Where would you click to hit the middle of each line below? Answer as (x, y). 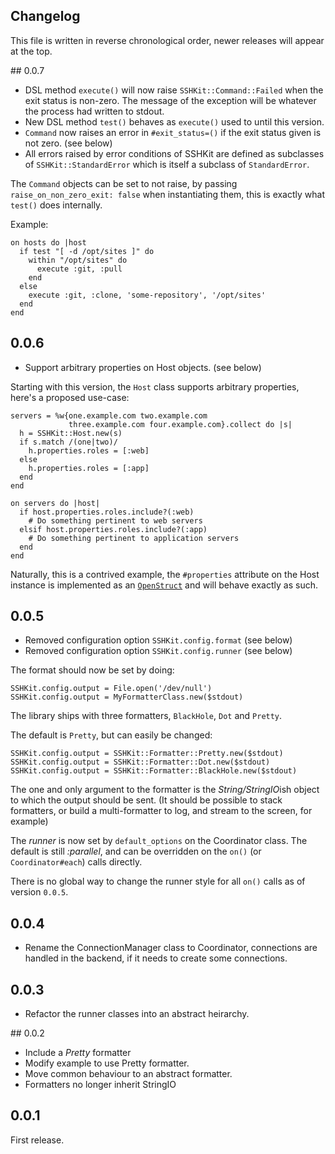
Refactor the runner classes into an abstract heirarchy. (137, 1014)
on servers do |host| (55, 503)
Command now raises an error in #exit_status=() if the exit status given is (173, 132)
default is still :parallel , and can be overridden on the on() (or (136, 851)
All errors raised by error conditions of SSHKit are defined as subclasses (174, 153)
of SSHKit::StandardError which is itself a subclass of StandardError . (167, 164)
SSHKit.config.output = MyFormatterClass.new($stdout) (127, 697)
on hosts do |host (48, 242)
